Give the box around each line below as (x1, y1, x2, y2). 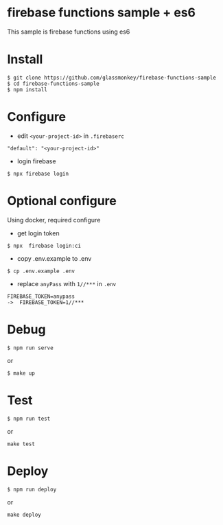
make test (7, 441, 36, 447)
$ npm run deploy (7, 486, 57, 493)
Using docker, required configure (7, 215, 101, 224)
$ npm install (7, 86, 48, 93)
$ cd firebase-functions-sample (7, 80, 99, 87)
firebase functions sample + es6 (7, 5, 196, 21)
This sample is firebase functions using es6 (7, 27, 130, 36)
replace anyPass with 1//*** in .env (16, 279, 117, 288)
